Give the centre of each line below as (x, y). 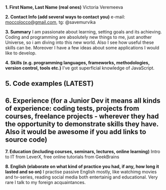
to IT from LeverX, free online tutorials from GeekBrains (62, 157)
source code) (26, 139)
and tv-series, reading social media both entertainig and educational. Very (81, 177)
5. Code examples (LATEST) (49, 84)
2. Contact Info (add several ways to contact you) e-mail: (65, 17)
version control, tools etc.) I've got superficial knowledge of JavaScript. (80, 68)
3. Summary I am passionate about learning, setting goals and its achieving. (83, 32)
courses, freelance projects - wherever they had (82, 116)
